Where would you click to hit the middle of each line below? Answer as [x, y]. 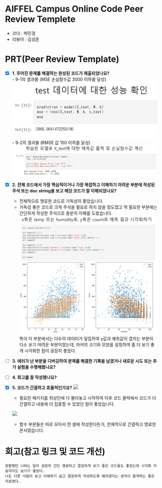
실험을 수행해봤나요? [36, 367]
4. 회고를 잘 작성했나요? [34, 378]
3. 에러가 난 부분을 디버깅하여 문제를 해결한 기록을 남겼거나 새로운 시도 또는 [82, 361]
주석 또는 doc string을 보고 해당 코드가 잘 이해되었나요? [64, 191]
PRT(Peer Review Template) [62, 59]
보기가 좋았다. [32, 471]
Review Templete [40, 19]
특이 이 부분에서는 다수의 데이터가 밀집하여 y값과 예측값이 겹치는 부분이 [86, 338]
